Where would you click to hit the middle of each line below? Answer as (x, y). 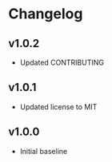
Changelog (46, 14)
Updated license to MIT (58, 107)
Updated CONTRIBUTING (62, 62)
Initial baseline (44, 151)
